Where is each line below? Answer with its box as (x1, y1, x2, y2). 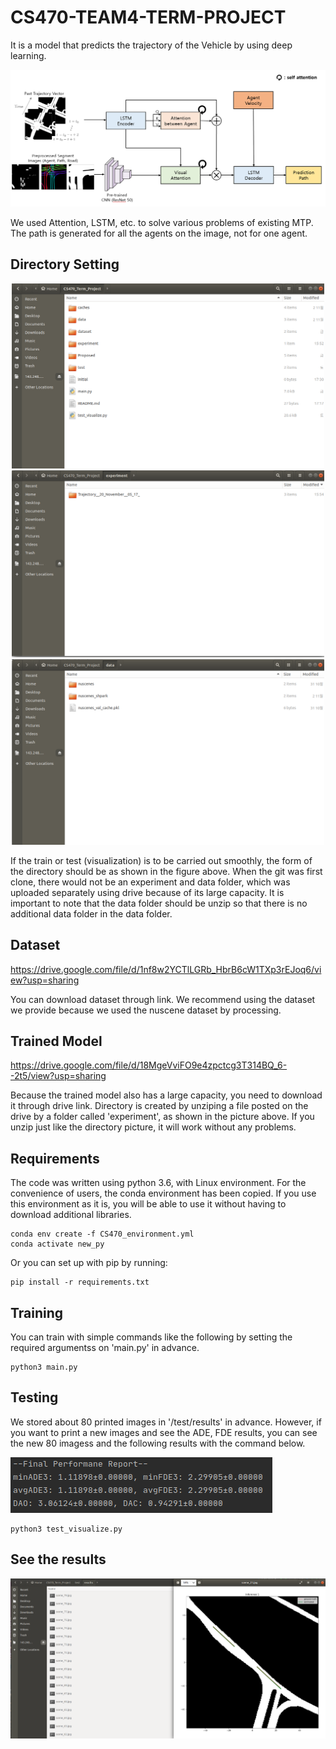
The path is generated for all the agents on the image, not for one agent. (10, 227, 308, 239)
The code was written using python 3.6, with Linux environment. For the (10, 1177, 307, 1189)
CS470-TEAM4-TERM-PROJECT (10, 6, 287, 29)
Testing (10, 1389, 59, 1406)
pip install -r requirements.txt (10, 1277, 150, 1288)
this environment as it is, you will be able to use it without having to (10, 1198, 287, 1210)
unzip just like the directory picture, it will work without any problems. (10, 1121, 297, 1133)
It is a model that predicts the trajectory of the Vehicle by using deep (10, 39, 293, 51)
